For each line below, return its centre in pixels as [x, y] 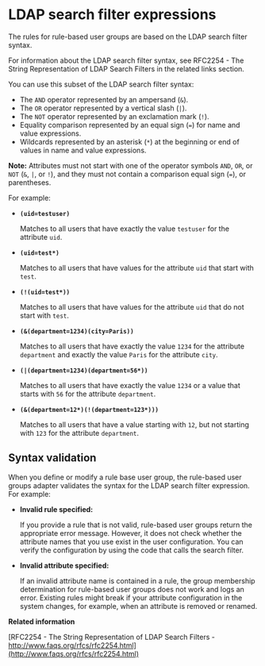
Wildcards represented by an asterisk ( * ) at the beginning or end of [129, 141]
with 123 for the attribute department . [79, 433]
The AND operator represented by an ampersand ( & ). [104, 99]
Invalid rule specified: [56, 509]
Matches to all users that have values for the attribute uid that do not [132, 306]
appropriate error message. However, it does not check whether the [131, 533]
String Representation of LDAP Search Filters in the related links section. [126, 68]
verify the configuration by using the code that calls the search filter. [132, 550]
